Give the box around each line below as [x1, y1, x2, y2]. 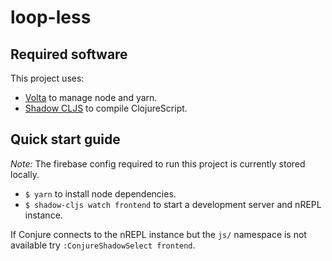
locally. [10, 168, 40, 180]
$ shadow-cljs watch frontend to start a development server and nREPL [24, 198, 322, 210]
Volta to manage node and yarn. [24, 92, 158, 103]
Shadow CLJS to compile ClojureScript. [24, 102, 188, 114]
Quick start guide [10, 131, 121, 148]
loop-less [10, 6, 92, 29]
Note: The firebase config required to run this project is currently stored [10, 157, 306, 170]
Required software [10, 46, 128, 63]
